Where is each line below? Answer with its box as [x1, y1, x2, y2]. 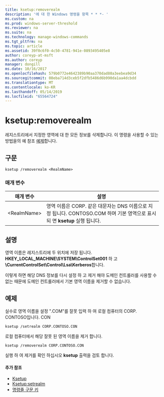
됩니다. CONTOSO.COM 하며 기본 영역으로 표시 [52, 210, 156, 217]
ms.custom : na [5, 16, 34, 21]
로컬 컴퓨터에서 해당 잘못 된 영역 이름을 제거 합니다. [5, 333, 102, 339]
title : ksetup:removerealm [5, 7, 60, 12]
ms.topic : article [5, 44, 42, 49]
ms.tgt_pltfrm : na [5, 39, 42, 44]
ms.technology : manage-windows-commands [5, 35, 89, 40]
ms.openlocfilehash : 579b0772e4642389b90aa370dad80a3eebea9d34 [5, 71, 137, 76]
